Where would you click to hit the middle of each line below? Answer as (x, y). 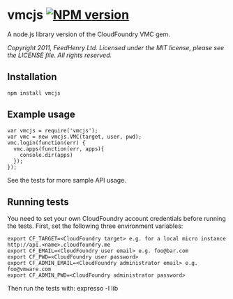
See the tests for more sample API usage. (67, 180)
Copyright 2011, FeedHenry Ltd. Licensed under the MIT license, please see (116, 47)
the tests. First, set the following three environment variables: (95, 226)
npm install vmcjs (34, 93)
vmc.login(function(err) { (46, 143)
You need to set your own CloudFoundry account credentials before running (117, 219)
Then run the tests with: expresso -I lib (63, 289)
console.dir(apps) (46, 155)
